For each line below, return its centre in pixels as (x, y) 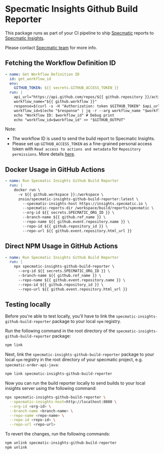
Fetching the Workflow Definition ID (61, 63)
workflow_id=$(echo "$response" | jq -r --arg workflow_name (77, 111)
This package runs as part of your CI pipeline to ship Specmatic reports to (79, 33)
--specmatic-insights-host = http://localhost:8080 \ (63, 402)
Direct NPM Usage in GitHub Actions (61, 246)
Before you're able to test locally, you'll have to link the (60, 316)
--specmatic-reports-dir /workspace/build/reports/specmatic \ (88, 208)
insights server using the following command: (51, 388)
